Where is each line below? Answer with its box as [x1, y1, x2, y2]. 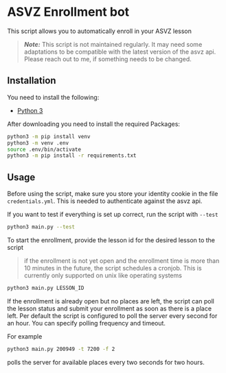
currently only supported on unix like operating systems [23, 271, 182, 279]
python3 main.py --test [7, 224, 76, 231]
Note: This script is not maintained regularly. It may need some [23, 40, 203, 48]
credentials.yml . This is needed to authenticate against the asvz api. [7, 197, 203, 205]
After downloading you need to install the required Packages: [7, 120, 181, 128]
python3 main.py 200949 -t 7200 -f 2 [7, 345, 115, 352]
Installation [7, 75, 56, 87]
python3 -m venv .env [7, 139, 69, 147]
